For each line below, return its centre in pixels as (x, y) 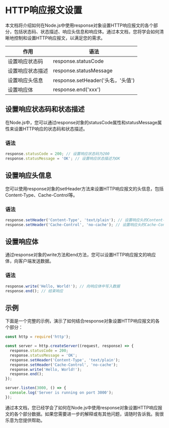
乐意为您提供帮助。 (25, 420)
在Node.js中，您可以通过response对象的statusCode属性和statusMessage (81, 122)
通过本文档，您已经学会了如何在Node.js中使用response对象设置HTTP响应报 (84, 407)
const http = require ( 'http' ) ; (38, 337)
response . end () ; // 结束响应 (34, 291)
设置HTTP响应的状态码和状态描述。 (51, 129)
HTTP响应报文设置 (44, 10)
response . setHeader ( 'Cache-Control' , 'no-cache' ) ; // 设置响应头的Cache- (82, 225)
